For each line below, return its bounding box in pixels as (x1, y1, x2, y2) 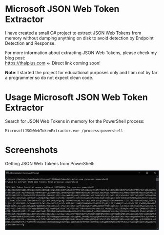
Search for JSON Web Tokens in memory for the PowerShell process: (5, 118, 145, 124)
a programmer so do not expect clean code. (5, 75, 94, 80)
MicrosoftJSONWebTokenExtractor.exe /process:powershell (5, 128, 123, 133)
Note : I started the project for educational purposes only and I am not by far (5, 69, 158, 75)
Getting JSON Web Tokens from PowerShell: (5, 160, 95, 166)
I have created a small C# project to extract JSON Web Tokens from (5, 30, 142, 36)
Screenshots (5, 145, 58, 156)
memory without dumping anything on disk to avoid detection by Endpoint (5, 35, 154, 41)
